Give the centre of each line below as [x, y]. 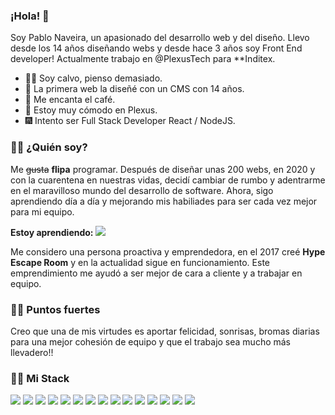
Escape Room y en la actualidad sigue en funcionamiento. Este [140, 262]
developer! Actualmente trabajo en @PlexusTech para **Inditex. [143, 59]
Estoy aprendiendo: [52, 232]
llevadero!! [32, 352]
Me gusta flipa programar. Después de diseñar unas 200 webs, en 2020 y [163, 169]
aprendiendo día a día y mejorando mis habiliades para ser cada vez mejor [164, 201]
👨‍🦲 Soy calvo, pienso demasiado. [93, 78]
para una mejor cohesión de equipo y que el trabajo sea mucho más [151, 341]
